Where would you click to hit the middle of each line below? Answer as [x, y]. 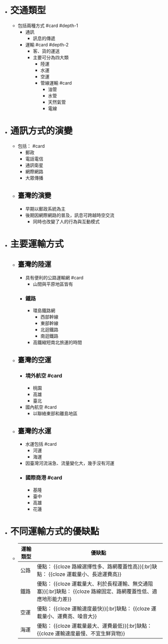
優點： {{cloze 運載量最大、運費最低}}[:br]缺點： [94, 626]
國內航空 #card [41, 407]
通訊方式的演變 [41, 131]
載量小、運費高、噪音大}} [67, 616]
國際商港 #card [44, 478]
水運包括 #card [41, 444]
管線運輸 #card [56, 83]
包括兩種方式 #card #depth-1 [48, 25]
